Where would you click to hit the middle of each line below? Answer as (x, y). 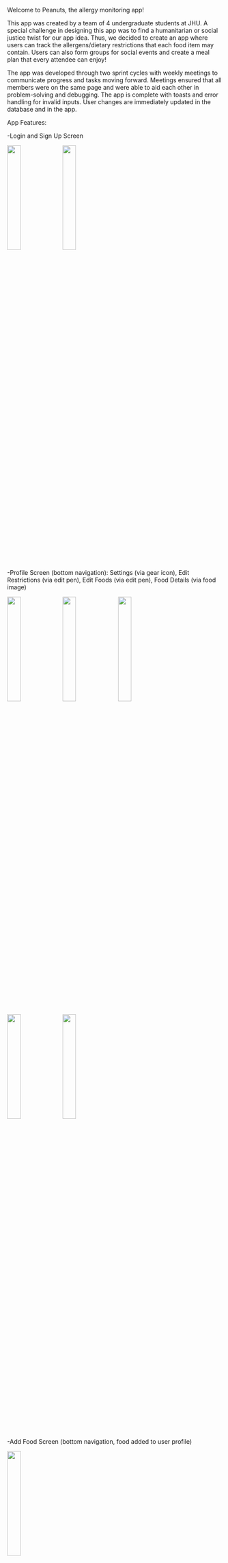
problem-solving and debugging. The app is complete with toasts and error (113, 95)
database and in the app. (42, 109)
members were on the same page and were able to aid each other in (103, 87)
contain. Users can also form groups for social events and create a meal (109, 52)
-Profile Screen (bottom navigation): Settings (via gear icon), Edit (98, 573)
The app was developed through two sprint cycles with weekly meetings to (113, 73)
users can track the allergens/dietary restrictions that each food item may (110, 45)
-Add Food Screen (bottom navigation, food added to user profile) (100, 1441)
